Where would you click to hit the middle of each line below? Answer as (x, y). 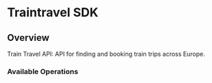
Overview (28, 38)
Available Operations (43, 71)
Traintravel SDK (53, 13)
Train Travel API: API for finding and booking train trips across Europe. (106, 54)
